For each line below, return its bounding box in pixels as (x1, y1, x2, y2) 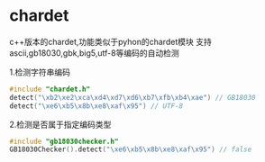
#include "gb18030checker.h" (9, 137, 119, 146)
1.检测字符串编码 (9, 67, 70, 77)
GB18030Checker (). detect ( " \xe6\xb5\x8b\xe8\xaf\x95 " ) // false (9, 145, 252, 154)
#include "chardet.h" (9, 85, 91, 94)
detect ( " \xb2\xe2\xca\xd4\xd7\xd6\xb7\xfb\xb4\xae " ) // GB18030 (9, 93, 256, 102)
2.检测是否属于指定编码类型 (9, 119, 112, 130)
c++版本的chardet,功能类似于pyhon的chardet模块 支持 (9, 36, 212, 47)
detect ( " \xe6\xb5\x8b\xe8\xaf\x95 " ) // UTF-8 (9, 101, 183, 111)
